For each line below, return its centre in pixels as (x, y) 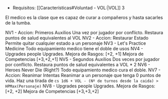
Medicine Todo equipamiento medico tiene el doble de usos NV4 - (74, 48)
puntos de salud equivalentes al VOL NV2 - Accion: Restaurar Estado (77, 38)
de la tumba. (18, 23)
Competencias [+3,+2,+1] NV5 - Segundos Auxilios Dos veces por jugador (82, 59)
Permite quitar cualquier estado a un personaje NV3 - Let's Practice (76, 43)
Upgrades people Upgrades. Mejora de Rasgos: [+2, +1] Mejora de (74, 54)
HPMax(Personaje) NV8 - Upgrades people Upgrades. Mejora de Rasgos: (80, 86)
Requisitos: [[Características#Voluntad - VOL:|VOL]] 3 (69, 8)
